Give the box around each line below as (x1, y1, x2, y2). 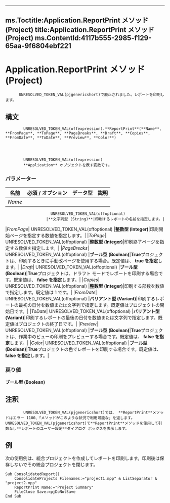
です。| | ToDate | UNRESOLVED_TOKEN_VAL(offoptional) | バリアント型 (14, 308, 160, 314)
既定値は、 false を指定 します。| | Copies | (13, 277, 100, 283)
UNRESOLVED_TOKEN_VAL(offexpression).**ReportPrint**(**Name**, (23, 126, 162, 131)
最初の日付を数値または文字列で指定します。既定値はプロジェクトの (18, 302, 160, 308)
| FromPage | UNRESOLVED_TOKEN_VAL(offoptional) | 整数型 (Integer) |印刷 (5, 226, 159, 233)
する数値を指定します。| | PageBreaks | (9, 245, 90, 251)
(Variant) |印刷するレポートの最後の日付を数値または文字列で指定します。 (5, 314, 158, 321)
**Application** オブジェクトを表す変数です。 (23, 163, 112, 168)
